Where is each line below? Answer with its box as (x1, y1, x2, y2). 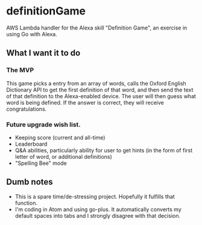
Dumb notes (6, 177, 53, 187)
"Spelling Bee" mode (14, 159, 68, 167)
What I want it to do (6, 48, 81, 58)
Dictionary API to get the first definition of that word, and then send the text (6, 86, 194, 93)
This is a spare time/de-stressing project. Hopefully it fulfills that (14, 193, 175, 200)
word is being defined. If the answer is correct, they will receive (6, 99, 164, 106)
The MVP (6, 66, 34, 75)
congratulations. (6, 105, 47, 112)
